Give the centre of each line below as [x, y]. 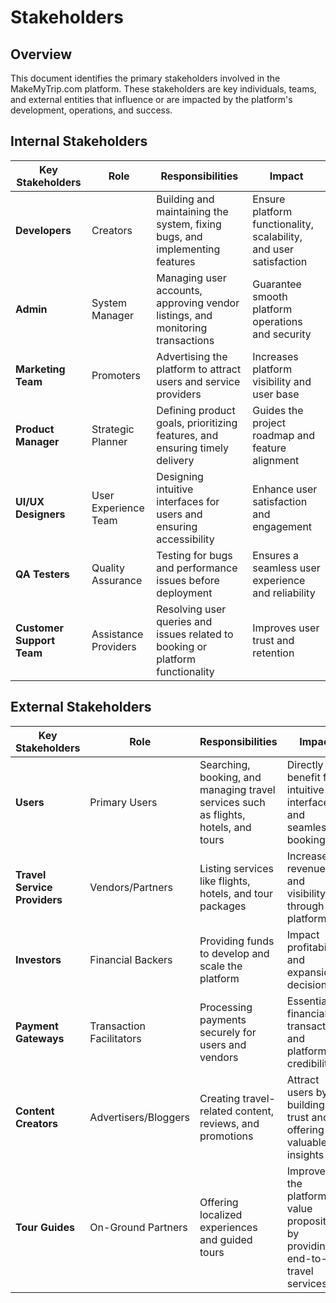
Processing [226, 1007]
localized [221, 1214]
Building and [185, 199]
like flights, [225, 881]
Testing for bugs [194, 555]
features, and [187, 435]
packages [223, 906]
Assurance [117, 580]
